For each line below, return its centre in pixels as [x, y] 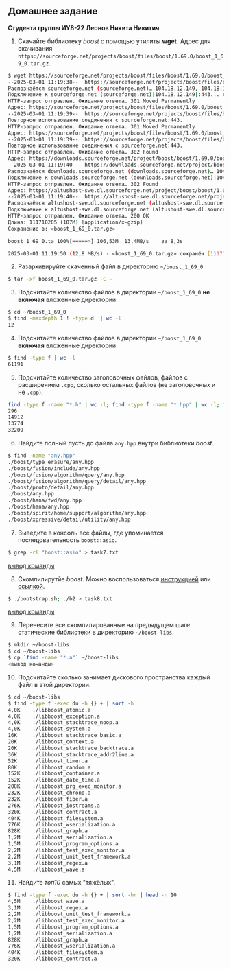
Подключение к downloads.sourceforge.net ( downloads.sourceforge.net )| [112, 178]
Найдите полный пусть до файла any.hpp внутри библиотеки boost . [116, 443]
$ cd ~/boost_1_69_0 [37, 312]
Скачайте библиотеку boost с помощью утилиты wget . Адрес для [114, 41]
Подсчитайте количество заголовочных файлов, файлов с [102, 377]
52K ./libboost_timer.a [48, 761]
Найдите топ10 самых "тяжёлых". [66, 883]
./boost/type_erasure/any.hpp [51, 462]
